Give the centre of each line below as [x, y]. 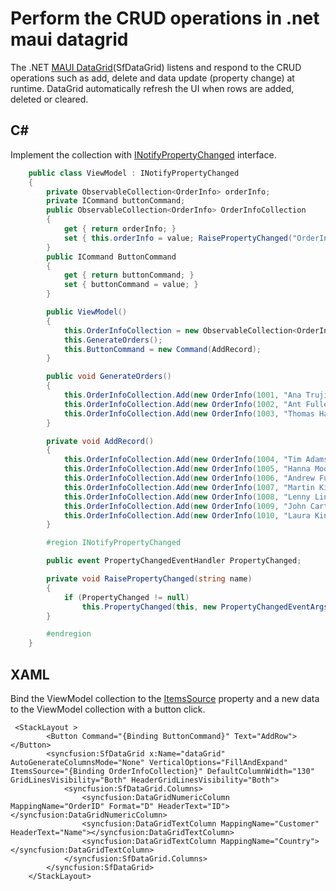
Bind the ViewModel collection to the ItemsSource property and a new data [165, 698]
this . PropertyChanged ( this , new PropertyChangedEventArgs [205, 607]
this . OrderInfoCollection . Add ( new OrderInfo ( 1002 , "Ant [182, 404]
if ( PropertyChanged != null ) [126, 597]
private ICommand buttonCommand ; [116, 201]
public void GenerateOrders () [109, 377]
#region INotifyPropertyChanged [114, 543]
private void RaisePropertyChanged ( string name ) [149, 579]
